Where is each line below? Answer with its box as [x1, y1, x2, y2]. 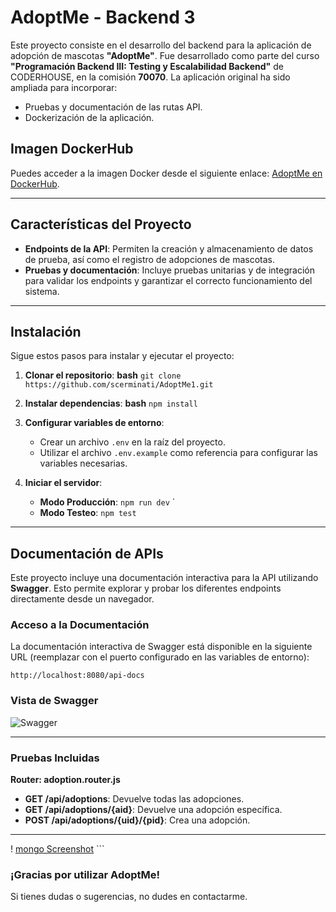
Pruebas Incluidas [10, 751, 100, 765]
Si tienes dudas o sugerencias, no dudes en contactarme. [10, 891, 248, 903]
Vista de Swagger [10, 694, 99, 708]
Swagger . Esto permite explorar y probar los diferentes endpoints [10, 582, 282, 595]
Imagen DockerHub [10, 141, 134, 158]
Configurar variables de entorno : [24, 417, 165, 429]
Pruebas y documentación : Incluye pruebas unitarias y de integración [24, 264, 315, 276]
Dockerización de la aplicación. [24, 111, 155, 123]
